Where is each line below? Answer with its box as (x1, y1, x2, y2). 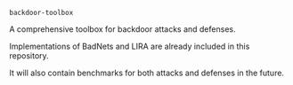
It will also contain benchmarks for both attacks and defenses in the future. (9, 67, 285, 78)
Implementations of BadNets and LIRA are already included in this (9, 41, 250, 51)
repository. (9, 50, 49, 61)
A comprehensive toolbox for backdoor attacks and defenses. (9, 24, 236, 35)
